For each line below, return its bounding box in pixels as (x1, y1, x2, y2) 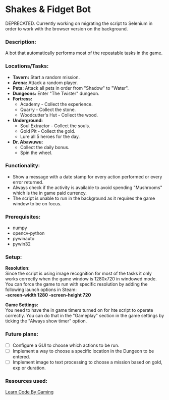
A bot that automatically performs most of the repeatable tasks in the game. (5, 50, 163, 56)
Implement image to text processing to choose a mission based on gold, (12, 359, 162, 365)
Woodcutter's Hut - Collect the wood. (20, 112, 98, 118)
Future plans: (5, 331, 39, 338)
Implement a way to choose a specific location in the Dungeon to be (12, 348, 154, 354)
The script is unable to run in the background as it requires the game (12, 195, 155, 201)
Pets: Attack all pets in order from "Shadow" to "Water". (12, 85, 129, 91)
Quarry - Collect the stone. (20, 106, 76, 113)
